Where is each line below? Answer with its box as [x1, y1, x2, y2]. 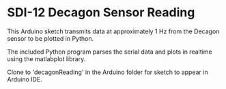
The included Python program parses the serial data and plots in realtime [7, 48, 213, 56]
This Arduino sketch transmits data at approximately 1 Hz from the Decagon [7, 27, 220, 35]
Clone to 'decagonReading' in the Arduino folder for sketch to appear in [7, 68, 208, 76]
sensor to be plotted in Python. [7, 34, 94, 42]
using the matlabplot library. [7, 54, 86, 63]
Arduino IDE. [7, 75, 42, 83]
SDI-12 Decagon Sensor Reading [7, 5, 195, 20]
